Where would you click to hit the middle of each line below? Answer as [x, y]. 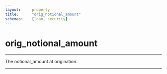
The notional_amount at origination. [42, 62]
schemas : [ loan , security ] [37, 19]
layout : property [28, 10]
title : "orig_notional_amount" [43, 14]
